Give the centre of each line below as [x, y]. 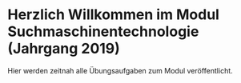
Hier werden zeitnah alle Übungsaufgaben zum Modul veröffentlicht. [120, 70]
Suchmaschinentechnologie [103, 32]
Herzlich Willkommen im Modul [113, 15]
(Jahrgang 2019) [64, 49]
